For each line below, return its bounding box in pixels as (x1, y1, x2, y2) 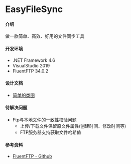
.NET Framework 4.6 (12, 57, 55, 63)
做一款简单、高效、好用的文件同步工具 (5, 33, 84, 39)
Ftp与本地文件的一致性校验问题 (12, 117, 77, 123)
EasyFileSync (5, 4, 63, 15)
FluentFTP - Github (12, 153, 52, 159)
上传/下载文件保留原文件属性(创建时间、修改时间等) (20, 123, 126, 129)
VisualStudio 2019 (12, 62, 50, 68)
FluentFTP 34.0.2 (12, 68, 49, 74)
